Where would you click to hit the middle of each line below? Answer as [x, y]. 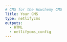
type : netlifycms [23, 18]
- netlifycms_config [30, 32]
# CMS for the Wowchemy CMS [34, 9]
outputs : [14, 23]
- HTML [16, 28]
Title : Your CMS [22, 14]
